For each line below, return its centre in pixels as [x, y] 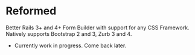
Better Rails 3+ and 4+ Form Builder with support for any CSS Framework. [97, 27]
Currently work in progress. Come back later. [70, 45]
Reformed [31, 11]
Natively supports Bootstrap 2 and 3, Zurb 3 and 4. [69, 33]
